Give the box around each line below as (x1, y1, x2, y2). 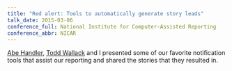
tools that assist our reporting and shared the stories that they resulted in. (7, 56, 218, 65)
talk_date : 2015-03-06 (7, 17, 73, 24)
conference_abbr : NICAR (7, 29, 77, 37)
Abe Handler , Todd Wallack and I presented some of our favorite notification (7, 49, 226, 57)
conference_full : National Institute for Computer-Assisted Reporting (7, 23, 217, 30)
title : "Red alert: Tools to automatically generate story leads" (7, 10, 204, 17)
